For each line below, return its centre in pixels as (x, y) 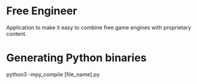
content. (17, 33)
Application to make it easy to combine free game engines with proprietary (99, 27)
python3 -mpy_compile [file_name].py (53, 74)
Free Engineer (42, 11)
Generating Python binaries (77, 58)
